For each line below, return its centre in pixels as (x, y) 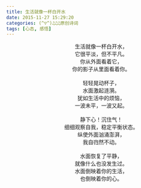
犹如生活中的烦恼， (101, 98)
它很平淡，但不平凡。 (101, 54)
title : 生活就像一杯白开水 (36, 12)
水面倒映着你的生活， (101, 171)
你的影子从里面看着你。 (101, 69)
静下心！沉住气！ (101, 120)
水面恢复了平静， (101, 156)
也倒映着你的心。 (101, 179)
